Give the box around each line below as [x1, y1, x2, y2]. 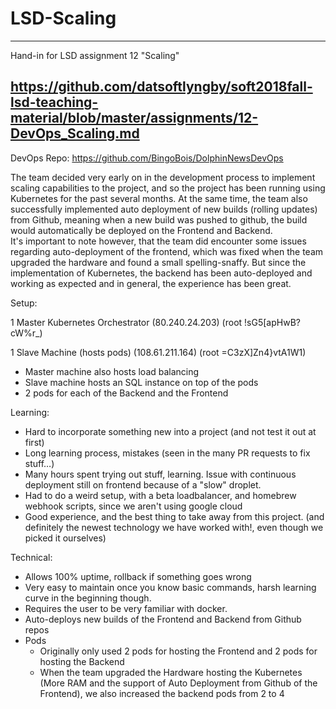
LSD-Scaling [10, 7, 117, 30]
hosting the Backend [39, 655, 125, 667]
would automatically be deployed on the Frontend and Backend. [10, 224, 273, 236]
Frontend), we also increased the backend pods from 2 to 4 [39, 687, 285, 699]
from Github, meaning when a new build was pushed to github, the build [10, 213, 308, 226]
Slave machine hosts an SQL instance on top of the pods [24, 376, 259, 388]
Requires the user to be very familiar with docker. [24, 602, 228, 614]
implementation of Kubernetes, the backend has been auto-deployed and [10, 267, 313, 279]
